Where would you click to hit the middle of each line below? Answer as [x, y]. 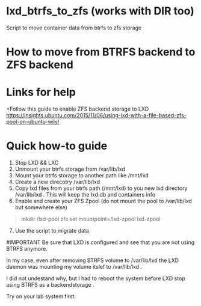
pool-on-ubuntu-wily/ [33, 122]
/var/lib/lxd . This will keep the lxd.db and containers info [85, 194]
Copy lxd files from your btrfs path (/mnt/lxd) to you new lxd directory [101, 188]
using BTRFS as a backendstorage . [50, 285]
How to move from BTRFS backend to [101, 52]
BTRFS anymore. [27, 249]
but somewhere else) [41, 207]
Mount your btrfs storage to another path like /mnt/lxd [82, 175]
